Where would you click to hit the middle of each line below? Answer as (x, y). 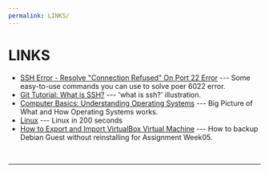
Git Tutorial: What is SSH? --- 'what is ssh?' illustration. (110, 95)
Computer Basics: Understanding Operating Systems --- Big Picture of (137, 103)
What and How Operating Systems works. (89, 111)
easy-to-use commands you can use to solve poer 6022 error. (122, 86)
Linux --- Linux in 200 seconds (71, 120)
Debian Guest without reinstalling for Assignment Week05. (116, 137)
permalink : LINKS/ (39, 16)
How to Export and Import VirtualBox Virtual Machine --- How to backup (139, 128)
